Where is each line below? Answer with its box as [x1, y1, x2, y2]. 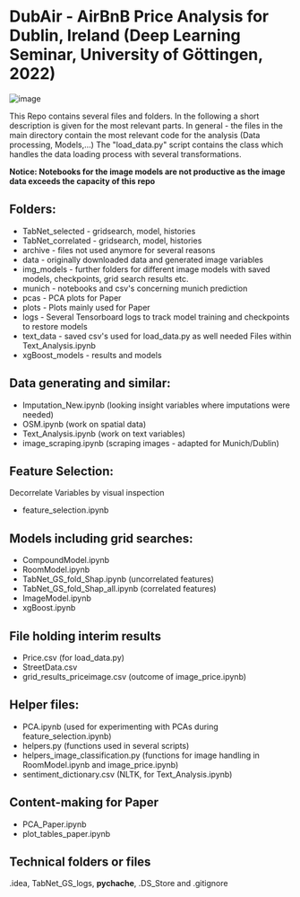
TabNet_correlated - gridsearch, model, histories [21, 235, 202, 246]
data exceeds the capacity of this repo [9, 175, 156, 186]
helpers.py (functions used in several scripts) [21, 740, 190, 751]
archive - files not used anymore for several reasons [21, 244, 216, 255]
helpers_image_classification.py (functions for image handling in [21, 750, 260, 761]
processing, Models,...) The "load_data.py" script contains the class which [9, 139, 284, 150]
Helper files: [9, 698, 80, 713]
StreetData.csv [21, 662, 78, 673]
